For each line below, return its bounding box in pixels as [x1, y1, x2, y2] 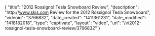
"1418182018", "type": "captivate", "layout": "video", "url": [4, 20, 121, 26]
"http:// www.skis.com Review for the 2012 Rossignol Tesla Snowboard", [4, 9, 151, 15]
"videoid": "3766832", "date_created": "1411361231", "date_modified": [4, 15, 146, 20]
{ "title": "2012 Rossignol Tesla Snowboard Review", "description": [4, 4, 139, 10]
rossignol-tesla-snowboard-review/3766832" [4, 25, 97, 31]
